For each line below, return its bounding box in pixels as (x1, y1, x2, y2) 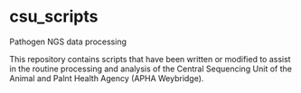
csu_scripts (9, 6, 99, 27)
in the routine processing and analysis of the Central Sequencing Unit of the (9, 63, 292, 74)
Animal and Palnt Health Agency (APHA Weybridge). (9, 72, 204, 83)
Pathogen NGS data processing (9, 36, 127, 47)
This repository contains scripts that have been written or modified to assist (9, 53, 291, 64)
